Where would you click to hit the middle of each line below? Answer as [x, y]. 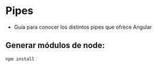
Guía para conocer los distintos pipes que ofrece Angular [83, 27]
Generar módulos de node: [55, 45]
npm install [20, 59]
